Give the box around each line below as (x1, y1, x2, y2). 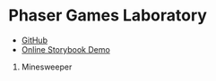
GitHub (21, 35, 48, 45)
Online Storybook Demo (21, 44, 111, 54)
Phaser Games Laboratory (8, 5, 208, 26)
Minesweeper (21, 61, 73, 72)
